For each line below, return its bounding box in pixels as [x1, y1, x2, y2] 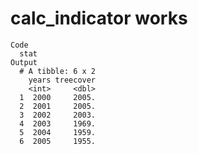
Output [10, 57, 38, 67]
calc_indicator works [10, 7, 188, 30]
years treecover [28, 75, 97, 85]
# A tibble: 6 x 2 [19, 66, 97, 76]
